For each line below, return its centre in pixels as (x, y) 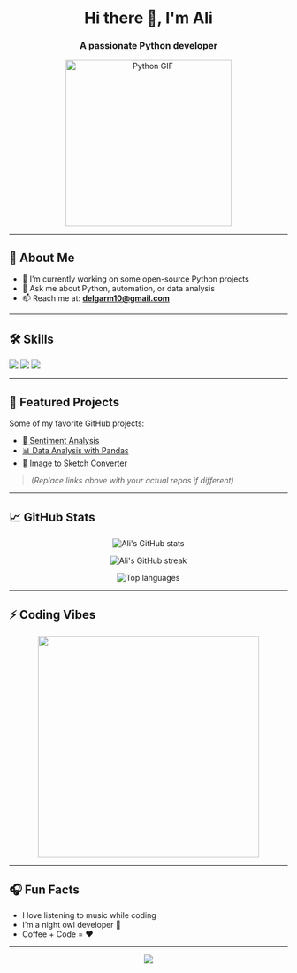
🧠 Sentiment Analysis (61, 440)
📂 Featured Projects (65, 402)
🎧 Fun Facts (44, 889)
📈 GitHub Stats (52, 517)
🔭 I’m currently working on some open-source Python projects (135, 279)
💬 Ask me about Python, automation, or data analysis (118, 289)
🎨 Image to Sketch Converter (75, 463)
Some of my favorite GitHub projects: (77, 423)
